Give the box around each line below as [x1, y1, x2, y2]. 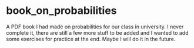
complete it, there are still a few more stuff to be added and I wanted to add [6, 29, 189, 36]
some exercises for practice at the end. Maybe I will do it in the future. [6, 35, 176, 42]
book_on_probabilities [6, 4, 117, 17]
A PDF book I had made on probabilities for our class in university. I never [6, 23, 184, 30]
